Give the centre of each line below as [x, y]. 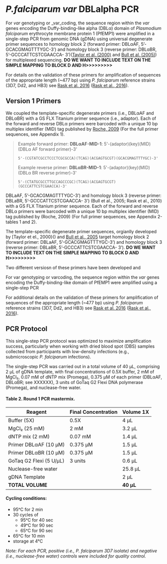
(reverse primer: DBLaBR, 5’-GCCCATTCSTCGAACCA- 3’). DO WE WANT [81, 247]
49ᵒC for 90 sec [37, 525]
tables [12, 222]
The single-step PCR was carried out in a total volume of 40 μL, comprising [83, 366]
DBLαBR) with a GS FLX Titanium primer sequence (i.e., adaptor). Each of [81, 118]
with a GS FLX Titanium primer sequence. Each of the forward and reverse [82, 206]
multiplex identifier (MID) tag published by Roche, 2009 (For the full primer [82, 129]
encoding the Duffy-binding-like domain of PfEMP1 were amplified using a [82, 282]
